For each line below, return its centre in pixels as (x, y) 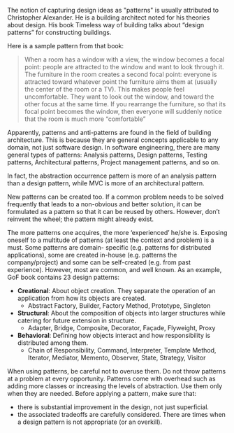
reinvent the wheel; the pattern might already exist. (81, 219)
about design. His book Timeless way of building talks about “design (106, 25)
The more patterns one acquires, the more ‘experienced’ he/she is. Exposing (117, 233)
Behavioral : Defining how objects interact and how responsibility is (114, 335)
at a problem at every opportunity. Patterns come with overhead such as (111, 378)
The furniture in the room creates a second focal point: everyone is (121, 74)
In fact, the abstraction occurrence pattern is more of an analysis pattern (112, 176)
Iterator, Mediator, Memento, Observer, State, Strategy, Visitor (117, 357)
